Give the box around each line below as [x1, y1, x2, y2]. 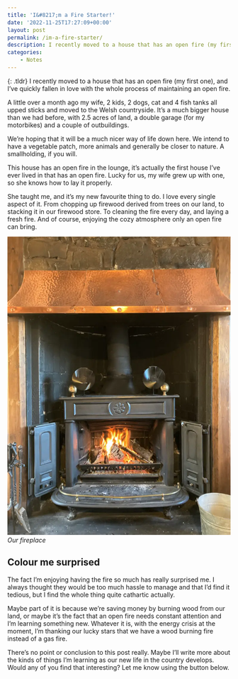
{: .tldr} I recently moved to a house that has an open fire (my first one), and [7, 77, 228, 85]
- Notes [20, 57, 42, 64]
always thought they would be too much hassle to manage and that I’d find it [7, 582, 230, 591]
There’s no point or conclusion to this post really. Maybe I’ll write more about [7, 648, 231, 656]
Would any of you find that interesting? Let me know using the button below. [7, 663, 229, 671]
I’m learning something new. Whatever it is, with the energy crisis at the [7, 619, 216, 628]
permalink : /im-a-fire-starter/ [7, 34, 103, 41]
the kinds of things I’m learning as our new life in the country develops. [7, 656, 215, 664]
